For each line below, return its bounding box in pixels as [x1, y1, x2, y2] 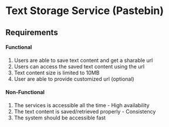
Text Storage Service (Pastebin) [5, 4, 164, 18]
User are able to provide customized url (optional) [13, 75, 134, 83]
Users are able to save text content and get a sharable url [13, 57, 153, 64]
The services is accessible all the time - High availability [13, 101, 150, 109]
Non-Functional [5, 89, 45, 96]
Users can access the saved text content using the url [13, 63, 145, 70]
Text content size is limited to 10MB [13, 69, 100, 76]
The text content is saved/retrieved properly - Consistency [13, 108, 156, 115]
